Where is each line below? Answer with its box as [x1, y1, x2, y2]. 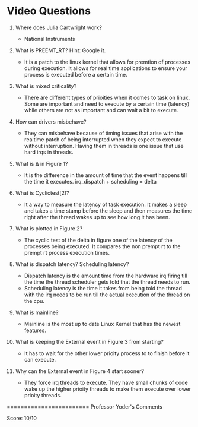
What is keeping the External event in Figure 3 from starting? [15, 338, 164, 345]
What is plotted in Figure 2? [15, 224, 82, 232]
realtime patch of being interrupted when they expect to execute [24, 135, 182, 143]
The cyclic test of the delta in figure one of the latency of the [24, 236, 173, 243]
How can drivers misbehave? [15, 118, 87, 125]
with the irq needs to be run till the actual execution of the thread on [24, 291, 190, 298]
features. [24, 327, 47, 334]
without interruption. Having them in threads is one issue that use [24, 142, 184, 149]
